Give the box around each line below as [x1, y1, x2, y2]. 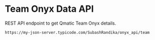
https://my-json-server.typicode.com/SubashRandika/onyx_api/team [5, 30, 150, 35]
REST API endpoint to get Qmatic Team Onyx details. [5, 20, 117, 26]
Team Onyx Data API [5, 3, 94, 15]
